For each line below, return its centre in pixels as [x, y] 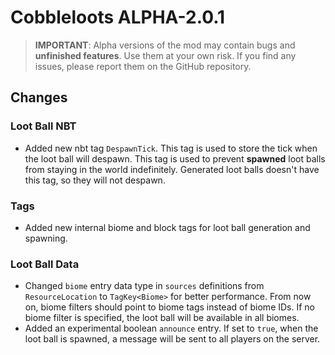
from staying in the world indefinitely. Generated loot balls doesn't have [172, 169]
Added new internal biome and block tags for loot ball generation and [167, 227]
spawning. [46, 238]
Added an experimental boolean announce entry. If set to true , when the [171, 328]
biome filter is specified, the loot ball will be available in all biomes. [162, 318]
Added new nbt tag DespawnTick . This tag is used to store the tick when [171, 148]
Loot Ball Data [45, 264]
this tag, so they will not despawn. [95, 180]
